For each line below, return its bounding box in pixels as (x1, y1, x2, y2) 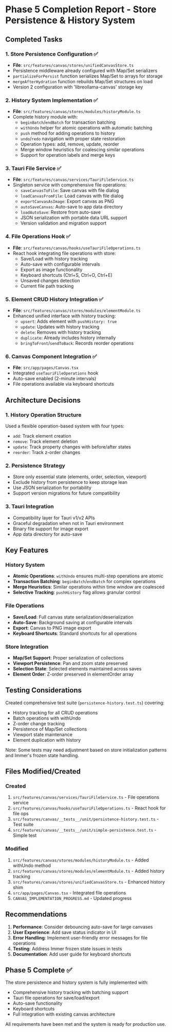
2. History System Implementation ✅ (5, 97, 99, 104)
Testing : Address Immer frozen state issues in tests (12, 945, 122, 951)
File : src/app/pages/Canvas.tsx (12, 365, 79, 371)
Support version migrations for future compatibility (12, 490, 120, 496)
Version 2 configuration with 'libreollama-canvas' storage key (12, 84, 143, 90)
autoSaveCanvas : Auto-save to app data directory (20, 204, 123, 210)
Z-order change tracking (12, 720, 65, 726)
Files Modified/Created (5, 767, 81, 776)
